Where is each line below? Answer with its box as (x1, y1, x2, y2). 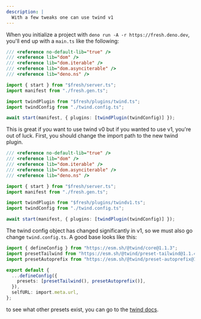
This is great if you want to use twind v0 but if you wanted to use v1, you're (6, 126, 191, 133)
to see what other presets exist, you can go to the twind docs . (6, 306, 159, 313)
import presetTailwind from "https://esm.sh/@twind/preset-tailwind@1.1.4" (6, 251, 199, 257)
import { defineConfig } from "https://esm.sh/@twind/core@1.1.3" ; (6, 245, 178, 251)
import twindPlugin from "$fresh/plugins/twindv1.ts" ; (6, 199, 146, 206)
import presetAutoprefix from (6, 256, 82, 262)
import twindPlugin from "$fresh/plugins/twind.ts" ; (6, 99, 141, 105)
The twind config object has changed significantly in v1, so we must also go (6, 227, 193, 234)
